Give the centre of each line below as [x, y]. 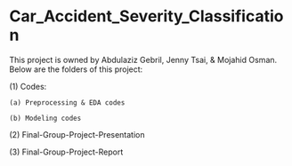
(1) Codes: [28, 86]
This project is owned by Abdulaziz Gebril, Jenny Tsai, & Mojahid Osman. [143, 59]
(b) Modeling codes [45, 118]
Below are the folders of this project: [76, 69]
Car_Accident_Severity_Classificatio [146, 16]
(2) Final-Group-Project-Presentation [77, 134]
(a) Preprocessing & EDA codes [67, 103]
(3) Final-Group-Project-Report [66, 152]
